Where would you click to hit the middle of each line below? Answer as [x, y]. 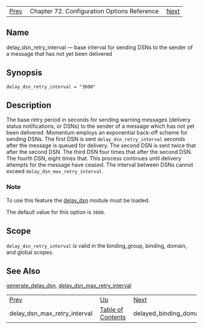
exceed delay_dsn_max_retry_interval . [55, 171]
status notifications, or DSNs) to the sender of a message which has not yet [100, 126]
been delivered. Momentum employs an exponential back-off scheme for [97, 133]
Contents [113, 317]
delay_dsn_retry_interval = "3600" [51, 87]
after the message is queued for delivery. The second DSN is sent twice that [101, 145]
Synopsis [24, 73]
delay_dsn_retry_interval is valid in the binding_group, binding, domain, [97, 245]
